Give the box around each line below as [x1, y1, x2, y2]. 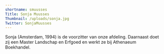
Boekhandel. [5, 44, 31, 50]
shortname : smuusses [5, 7, 48, 12]
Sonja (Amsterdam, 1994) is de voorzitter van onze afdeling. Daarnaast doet [5, 34, 159, 40]
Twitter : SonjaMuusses [5, 20, 52, 26]
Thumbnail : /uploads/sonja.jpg [5, 16, 69, 21]
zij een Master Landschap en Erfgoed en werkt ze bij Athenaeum [5, 39, 136, 45]
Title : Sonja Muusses [5, 12, 50, 17]
